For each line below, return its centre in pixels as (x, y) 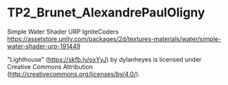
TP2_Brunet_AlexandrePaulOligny (106, 13)
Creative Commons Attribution (50, 66)
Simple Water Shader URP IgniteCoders (63, 32)
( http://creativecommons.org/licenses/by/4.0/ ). (74, 74)
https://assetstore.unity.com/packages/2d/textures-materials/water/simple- (114, 38)
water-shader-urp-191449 (44, 46)
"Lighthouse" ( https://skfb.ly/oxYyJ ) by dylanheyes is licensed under (104, 59)
